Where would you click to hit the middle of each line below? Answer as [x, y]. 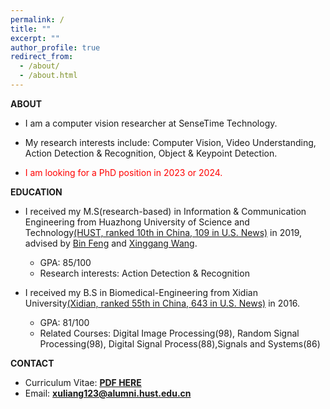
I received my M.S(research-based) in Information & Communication [165, 211]
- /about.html [48, 76]
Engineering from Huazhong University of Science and [137, 222]
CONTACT [32, 363]
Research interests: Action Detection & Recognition [144, 273]
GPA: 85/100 [65, 262]
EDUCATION [36, 192]
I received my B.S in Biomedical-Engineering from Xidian [141, 292]
